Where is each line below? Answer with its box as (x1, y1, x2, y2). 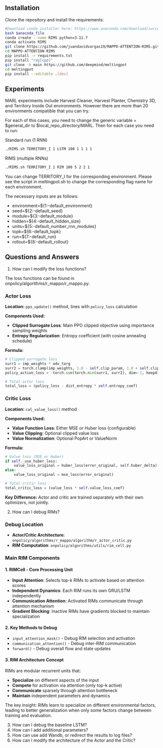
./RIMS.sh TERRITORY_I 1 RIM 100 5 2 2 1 (5, 165, 90, 170)
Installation (5, 4, 40, 12)
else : (5, 468, 16, 473)
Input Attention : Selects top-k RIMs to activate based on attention (12, 577, 145, 583)
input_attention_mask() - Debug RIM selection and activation (12, 635, 136, 641)
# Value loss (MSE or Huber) (5, 454, 64, 459)
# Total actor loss (5, 379, 45, 384)
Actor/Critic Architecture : (12, 532, 65, 538)
